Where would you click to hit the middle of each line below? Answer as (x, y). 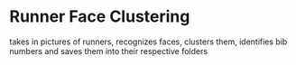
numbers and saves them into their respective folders (109, 51)
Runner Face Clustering (100, 17)
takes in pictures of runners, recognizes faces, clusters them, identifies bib (148, 42)
